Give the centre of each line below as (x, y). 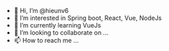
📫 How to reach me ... (46, 40)
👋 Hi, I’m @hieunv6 (41, 11)
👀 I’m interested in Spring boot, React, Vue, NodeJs (88, 18)
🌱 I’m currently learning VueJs (57, 25)
